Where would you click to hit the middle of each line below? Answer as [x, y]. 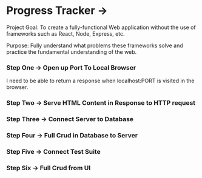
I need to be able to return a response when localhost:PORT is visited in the [100, 81]
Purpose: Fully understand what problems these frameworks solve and [95, 45]
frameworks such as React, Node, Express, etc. [66, 33]
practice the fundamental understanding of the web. [72, 51]
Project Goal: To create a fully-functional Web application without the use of [101, 27]
